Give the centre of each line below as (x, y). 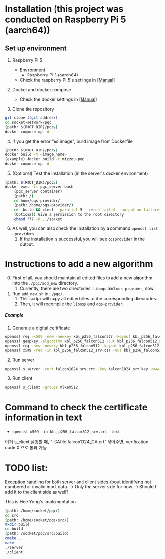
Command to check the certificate (76, 407)
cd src (12, 515)
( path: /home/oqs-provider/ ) (44, 205)
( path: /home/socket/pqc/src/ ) (37, 520)
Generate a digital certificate (41, 328)
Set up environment (36, 48)
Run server (23, 360)
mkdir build (17, 524)
